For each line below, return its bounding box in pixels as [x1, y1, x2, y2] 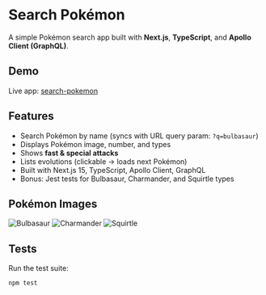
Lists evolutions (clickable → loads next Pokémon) [19, 156, 188, 166]
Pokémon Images [8, 196, 98, 211]
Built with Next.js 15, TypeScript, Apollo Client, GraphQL [19, 165, 206, 175]
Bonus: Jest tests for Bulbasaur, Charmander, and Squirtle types [19, 174, 234, 183]
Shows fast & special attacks [19, 148, 119, 158]
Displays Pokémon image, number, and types [19, 139, 171, 149]
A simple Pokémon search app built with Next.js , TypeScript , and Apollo [8, 32, 252, 42]
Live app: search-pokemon [8, 86, 99, 95]
